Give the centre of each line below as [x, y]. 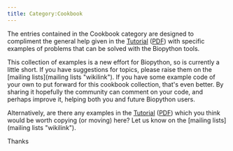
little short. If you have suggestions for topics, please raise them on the [110, 69]
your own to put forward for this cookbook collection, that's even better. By [115, 84]
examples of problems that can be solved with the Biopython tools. [104, 48]
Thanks [18, 141]
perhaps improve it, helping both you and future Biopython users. [101, 99]
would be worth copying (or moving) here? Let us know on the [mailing [109, 120]
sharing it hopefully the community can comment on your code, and [105, 92]
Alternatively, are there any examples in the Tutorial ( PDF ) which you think [114, 113]
